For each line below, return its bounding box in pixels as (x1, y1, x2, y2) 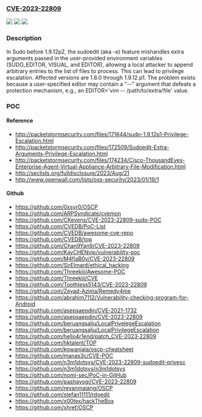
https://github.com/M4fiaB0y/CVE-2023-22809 (15, 254, 135, 262)
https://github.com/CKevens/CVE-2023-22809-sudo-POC (15, 216, 162, 223)
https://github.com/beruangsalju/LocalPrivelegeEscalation (15, 320, 161, 327)
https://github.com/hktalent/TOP (15, 339, 97, 346)
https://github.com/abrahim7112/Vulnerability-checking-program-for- (15, 293, 189, 301)
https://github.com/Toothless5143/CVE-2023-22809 (15, 281, 147, 288)
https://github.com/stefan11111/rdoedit (15, 391, 110, 398)
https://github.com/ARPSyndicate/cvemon (15, 209, 122, 217)
